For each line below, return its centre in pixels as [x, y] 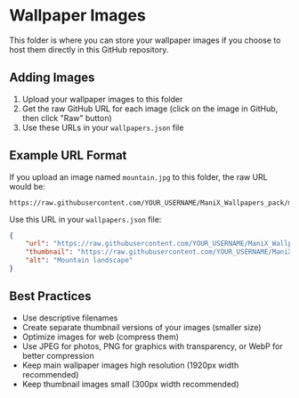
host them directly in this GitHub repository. [89, 49]
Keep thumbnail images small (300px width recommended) [130, 384]
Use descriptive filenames [70, 318]
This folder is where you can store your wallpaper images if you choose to [145, 40]
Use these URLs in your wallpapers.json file [103, 127]
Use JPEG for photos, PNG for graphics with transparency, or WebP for [152, 346]
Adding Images [52, 78]
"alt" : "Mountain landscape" [79, 260]
